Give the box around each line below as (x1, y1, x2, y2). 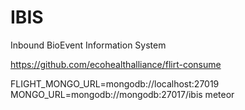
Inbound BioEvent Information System (10, 39, 167, 51)
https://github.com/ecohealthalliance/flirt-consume (10, 58, 222, 70)
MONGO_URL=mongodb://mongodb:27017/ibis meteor (10, 88, 235, 100)
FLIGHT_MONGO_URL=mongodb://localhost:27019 (10, 77, 220, 90)
